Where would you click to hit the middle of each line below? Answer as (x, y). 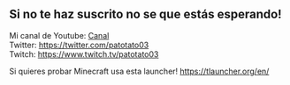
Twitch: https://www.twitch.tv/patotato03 (84, 54)
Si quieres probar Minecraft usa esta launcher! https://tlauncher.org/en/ (139, 71)
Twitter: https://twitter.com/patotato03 (79, 45)
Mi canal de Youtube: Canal (59, 35)
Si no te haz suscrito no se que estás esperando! (145, 14)
